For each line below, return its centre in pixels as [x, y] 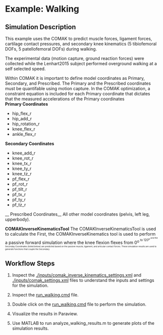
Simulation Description [41, 27]
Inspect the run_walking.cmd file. [45, 295]
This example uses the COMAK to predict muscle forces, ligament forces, [79, 38]
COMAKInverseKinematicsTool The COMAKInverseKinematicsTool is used [81, 229]
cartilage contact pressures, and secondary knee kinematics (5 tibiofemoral [81, 44]
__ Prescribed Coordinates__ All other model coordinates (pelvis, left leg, [77, 214]
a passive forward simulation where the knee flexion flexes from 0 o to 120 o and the [81, 241]
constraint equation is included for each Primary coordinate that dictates [78, 94]
